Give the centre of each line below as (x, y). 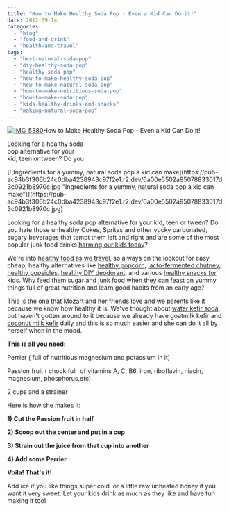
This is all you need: (36, 344)
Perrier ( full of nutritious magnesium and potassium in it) (89, 357)
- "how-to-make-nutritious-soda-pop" (68, 91)
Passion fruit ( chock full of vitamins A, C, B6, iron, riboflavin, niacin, (105, 371)
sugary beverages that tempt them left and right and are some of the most (113, 237)
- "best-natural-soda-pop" (52, 59)
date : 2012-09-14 (32, 20)
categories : (24, 26)
